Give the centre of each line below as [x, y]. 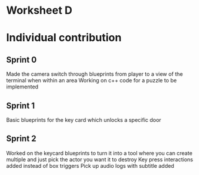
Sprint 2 [22, 139]
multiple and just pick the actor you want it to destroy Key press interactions [99, 159]
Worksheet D [39, 10]
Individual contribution [64, 38]
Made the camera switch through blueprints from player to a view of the [95, 74]
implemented [22, 87]
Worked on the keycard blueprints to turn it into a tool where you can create [99, 153]
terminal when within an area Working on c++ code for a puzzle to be [92, 81]
